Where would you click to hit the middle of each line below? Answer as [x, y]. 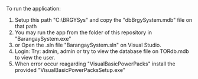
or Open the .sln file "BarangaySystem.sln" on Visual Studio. [88, 45]
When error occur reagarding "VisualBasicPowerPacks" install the [95, 64]
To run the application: [33, 9]
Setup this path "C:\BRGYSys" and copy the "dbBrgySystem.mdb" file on [103, 20]
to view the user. [35, 57]
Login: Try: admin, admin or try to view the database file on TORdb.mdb [102, 51]
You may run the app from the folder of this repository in [83, 32]
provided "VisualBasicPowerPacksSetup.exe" [70, 70]
